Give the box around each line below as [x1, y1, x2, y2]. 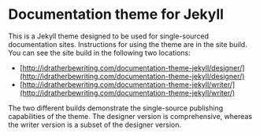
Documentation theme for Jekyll [8, 5, 225, 23]
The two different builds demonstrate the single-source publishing [8, 103, 224, 113]
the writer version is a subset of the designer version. [8, 120, 181, 129]
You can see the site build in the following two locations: [8, 48, 191, 57]
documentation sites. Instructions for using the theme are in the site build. [8, 39, 247, 49]
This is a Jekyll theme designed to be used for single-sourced [8, 31, 210, 41]
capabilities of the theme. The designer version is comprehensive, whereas [8, 111, 253, 121]
